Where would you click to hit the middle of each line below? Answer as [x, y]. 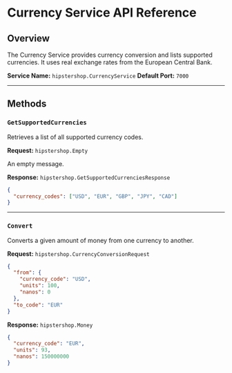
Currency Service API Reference [102, 13]
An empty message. [36, 163]
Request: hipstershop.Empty [48, 150]
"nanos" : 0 [35, 292]
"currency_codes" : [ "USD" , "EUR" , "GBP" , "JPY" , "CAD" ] [95, 196]
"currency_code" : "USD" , [55, 279]
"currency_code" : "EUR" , [49, 344]
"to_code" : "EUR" [38, 305]
